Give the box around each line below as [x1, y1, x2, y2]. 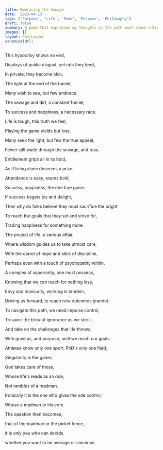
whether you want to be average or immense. [5, 439, 96, 445]
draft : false [5, 20, 32, 26]
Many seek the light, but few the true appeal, [5, 137, 95, 143]
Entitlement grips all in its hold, [5, 156, 66, 162]
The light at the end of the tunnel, [5, 80, 72, 86]
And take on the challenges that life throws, [5, 326, 92, 332]
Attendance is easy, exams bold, [5, 175, 70, 181]
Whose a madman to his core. [5, 402, 65, 408]
